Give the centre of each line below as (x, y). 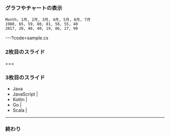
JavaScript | (25, 94)
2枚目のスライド (25, 52)
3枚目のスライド (25, 77)
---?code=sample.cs (27, 38)
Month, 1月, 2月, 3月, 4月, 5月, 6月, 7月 (48, 20)
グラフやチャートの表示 (34, 8)
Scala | (20, 110)
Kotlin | (20, 99)
